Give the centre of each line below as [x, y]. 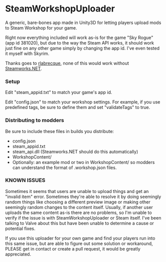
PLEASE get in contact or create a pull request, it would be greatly [73, 248]
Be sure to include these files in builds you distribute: [60, 131]
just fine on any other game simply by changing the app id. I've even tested [82, 48]
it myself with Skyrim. [27, 53]
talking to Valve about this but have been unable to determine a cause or [80, 223]
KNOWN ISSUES [25, 180]
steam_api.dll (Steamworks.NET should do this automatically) [75, 151]
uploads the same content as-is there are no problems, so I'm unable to [79, 212]
